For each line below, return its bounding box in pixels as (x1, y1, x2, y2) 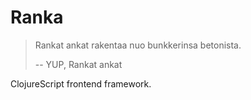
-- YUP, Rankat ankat (34, 58, 123, 70)
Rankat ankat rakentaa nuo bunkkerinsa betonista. (34, 39, 242, 51)
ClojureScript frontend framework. (10, 77, 152, 90)
